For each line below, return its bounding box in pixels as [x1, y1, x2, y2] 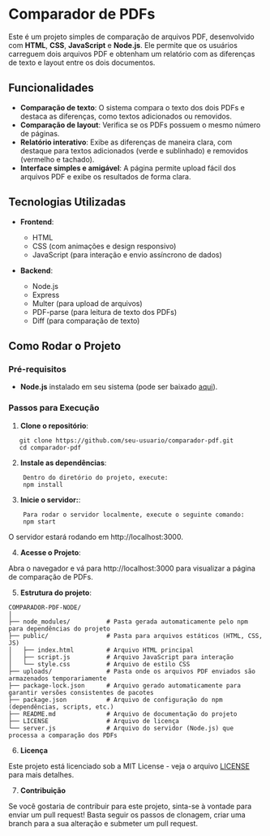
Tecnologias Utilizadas [8, 196, 126, 209]
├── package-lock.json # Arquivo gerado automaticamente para [8, 681, 242, 690]
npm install [23, 480, 63, 489]
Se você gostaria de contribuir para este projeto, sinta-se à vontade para [8, 801, 252, 811]
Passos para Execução [8, 403, 100, 414]
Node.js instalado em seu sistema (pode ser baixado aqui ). [19, 382, 218, 392]
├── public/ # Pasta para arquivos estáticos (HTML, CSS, [8, 631, 264, 640]
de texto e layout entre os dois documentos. [8, 58, 156, 67]
